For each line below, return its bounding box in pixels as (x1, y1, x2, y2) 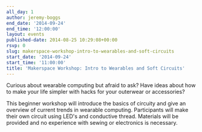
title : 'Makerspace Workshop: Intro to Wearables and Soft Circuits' (6, 65, 186, 71)
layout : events (6, 31, 45, 38)
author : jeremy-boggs (6, 15, 61, 21)
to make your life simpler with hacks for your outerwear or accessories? (6, 88, 186, 96)
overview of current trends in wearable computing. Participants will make (6, 107, 189, 114)
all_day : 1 (6, 8, 34, 15)
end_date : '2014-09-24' (6, 20, 67, 26)
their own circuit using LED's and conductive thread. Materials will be (6, 113, 179, 120)
